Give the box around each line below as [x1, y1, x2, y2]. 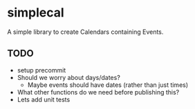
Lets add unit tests [17, 95, 71, 103]
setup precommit [17, 66, 66, 74]
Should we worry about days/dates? [17, 73, 121, 81]
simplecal [7, 5, 64, 21]
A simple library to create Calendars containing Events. [7, 28, 164, 36]
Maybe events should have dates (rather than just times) [27, 81, 189, 89]
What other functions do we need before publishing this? [17, 88, 180, 96]
